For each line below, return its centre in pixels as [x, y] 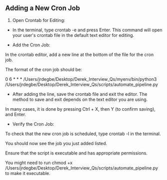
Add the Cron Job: [31, 45]
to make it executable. [28, 173]
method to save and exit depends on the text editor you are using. [80, 99]
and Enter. [16, 114]
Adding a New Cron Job [43, 8]
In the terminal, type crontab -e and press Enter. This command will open [87, 30]
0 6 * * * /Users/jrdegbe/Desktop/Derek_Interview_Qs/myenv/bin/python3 [81, 79]
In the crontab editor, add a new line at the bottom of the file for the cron [79, 54]
